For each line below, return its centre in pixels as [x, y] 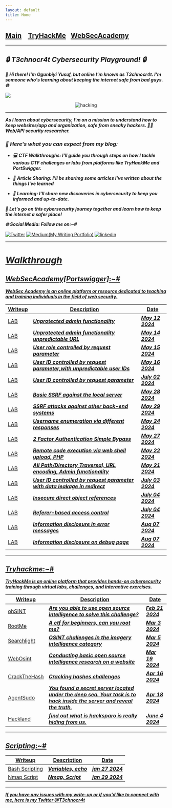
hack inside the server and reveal [91, 701]
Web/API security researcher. [38, 131]
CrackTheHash [26, 677]
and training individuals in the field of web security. [61, 297]
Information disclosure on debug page [81, 542]
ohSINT [17, 611]
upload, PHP [48, 457]
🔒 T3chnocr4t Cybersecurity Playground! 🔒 [76, 59]
